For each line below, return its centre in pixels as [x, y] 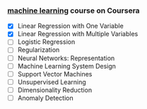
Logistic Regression [46, 42]
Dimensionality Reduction [55, 90]
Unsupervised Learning [52, 82]
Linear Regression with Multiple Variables [78, 34]
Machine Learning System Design [67, 66]
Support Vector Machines [55, 74]
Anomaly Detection [46, 98]
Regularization [39, 50]
